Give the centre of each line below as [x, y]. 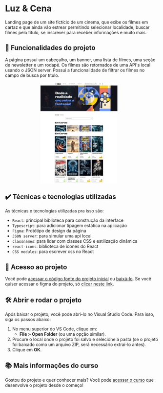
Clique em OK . [27, 349]
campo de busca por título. [32, 75]
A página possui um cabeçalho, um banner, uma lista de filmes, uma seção [80, 60]
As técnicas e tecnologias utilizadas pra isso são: [54, 211]
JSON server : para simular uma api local [52, 236]
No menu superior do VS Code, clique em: [55, 329]
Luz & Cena [29, 9]
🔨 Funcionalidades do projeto [50, 48]
